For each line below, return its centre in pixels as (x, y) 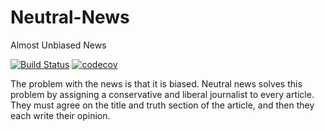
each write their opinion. (60, 115)
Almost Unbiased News (58, 45)
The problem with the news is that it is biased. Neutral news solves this (156, 83)
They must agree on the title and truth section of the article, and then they (162, 105)
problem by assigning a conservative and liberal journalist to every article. (162, 94)
